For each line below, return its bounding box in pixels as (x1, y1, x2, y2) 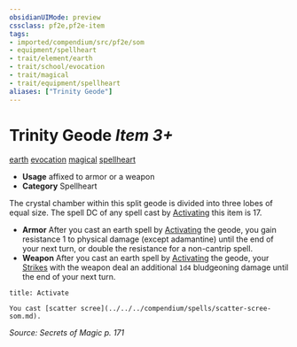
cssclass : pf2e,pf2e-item (9, 21, 105, 30)
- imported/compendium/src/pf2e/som (9, 37, 145, 47)
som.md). (9, 312, 42, 321)
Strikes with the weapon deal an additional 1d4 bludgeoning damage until (21, 262, 289, 273)
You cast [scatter (9, 305, 77, 313)
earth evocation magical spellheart (9, 154, 136, 165)
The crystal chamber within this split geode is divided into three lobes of (9, 198, 273, 209)
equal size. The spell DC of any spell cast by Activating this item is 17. (9, 207, 262, 218)
